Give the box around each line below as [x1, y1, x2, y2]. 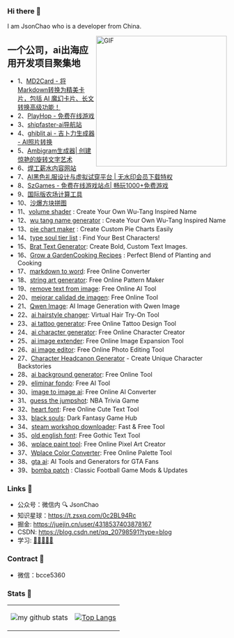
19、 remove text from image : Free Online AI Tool [17, 285, 157, 293]
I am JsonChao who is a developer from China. [7, 22, 141, 31]
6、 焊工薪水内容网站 [17, 164, 77, 173]
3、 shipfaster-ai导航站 [17, 120, 82, 129]
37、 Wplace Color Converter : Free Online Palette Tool [17, 449, 172, 457]
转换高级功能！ [17, 103, 61, 111]
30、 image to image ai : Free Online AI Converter [17, 388, 157, 396]
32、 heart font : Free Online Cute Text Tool [17, 405, 139, 414]
